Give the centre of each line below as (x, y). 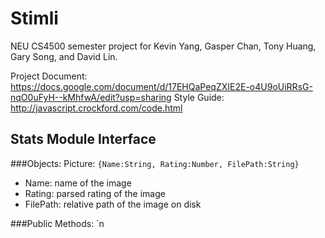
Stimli (34, 18)
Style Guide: (199, 97)
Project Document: (49, 76)
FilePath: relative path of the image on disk (113, 204)
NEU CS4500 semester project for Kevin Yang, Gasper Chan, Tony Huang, (163, 46)
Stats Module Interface (83, 139)
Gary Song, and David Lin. (64, 56)
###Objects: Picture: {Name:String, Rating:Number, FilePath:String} (155, 163)
